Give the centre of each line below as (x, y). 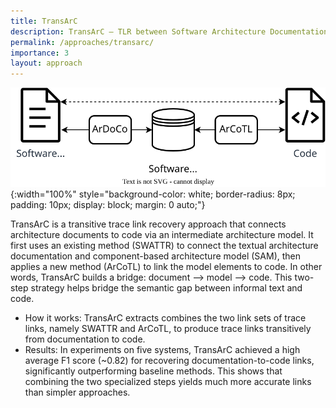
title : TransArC (44, 21)
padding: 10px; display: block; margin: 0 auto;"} (108, 205)
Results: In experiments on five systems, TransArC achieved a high (162, 350)
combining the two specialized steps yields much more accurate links (168, 382)
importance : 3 (40, 53)
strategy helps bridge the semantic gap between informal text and (166, 288)
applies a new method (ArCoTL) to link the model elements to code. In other (166, 267)
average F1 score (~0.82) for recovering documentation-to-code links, (169, 361)
